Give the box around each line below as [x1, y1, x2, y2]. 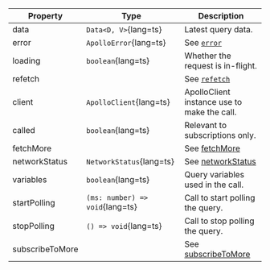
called [12, 125, 36, 135]
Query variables [184, 169, 245, 180]
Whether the [184, 50, 231, 61]
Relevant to [184, 120, 227, 131]
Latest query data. [184, 24, 253, 35]
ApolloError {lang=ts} [86, 37, 166, 48]
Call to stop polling [184, 215, 255, 226]
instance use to [184, 97, 243, 107]
